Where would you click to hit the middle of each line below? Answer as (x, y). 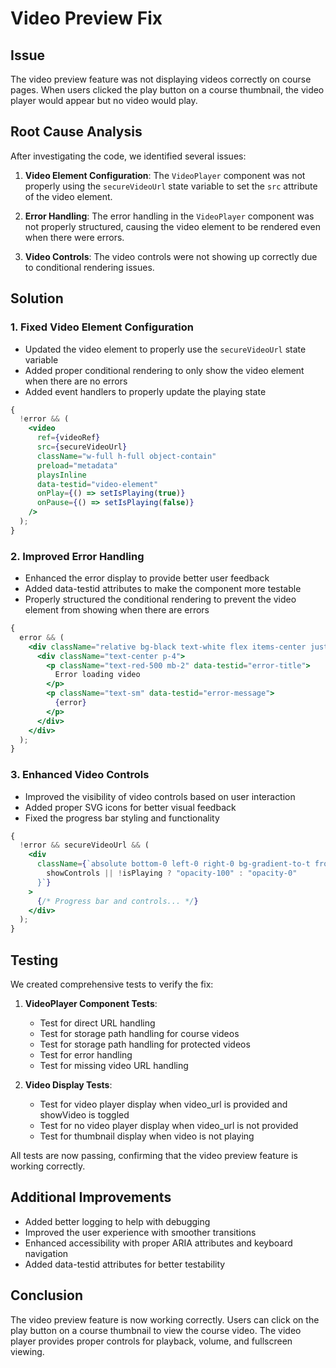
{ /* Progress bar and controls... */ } (117, 901)
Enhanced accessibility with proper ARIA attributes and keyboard (158, 1243)
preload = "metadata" (77, 465)
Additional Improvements (91, 1197)
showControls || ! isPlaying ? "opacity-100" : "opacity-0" (172, 873)
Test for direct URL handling (97, 1023)
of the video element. (68, 196)
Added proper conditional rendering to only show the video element (164, 370)
